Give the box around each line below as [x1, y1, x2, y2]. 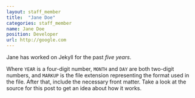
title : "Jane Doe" [6, 15, 56, 21]
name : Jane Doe [6, 25, 45, 32]
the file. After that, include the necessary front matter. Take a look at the [6, 78, 186, 85]
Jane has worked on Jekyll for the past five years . [6, 54, 132, 60]
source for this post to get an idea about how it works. [6, 85, 142, 91]
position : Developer [6, 31, 59, 38]
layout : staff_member [6, 8, 61, 15]
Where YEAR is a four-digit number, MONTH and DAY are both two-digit [6, 65, 174, 73]
